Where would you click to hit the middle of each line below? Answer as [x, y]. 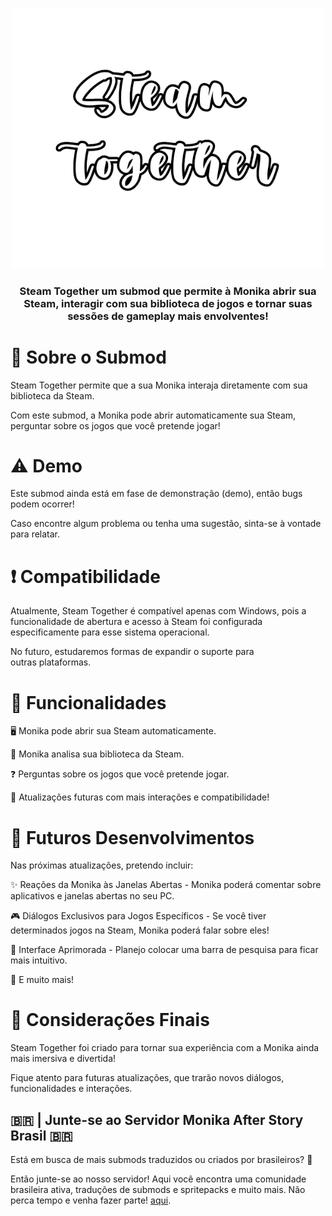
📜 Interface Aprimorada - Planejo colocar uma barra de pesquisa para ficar [164, 950]
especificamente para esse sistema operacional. [110, 632]
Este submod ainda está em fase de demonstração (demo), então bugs [156, 494]
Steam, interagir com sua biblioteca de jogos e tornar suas [168, 303]
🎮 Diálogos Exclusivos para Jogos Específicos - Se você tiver [138, 916]
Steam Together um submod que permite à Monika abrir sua [168, 291]
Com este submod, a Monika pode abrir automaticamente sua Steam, [153, 415]
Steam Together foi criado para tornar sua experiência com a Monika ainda [165, 1048]
